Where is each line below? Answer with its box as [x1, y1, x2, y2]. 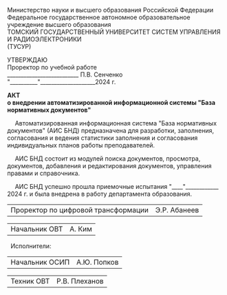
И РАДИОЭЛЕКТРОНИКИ [7, 35, 82, 43]
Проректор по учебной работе [7, 63, 98, 71]
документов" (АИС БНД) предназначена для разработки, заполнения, [7, 127, 215, 134]
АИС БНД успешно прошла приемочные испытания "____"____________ [14, 183, 219, 190]
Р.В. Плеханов [56, 276, 105, 285]
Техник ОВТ [10, 276, 50, 285]
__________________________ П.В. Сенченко [7, 70, 123, 79]
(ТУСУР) [7, 43, 32, 50]
